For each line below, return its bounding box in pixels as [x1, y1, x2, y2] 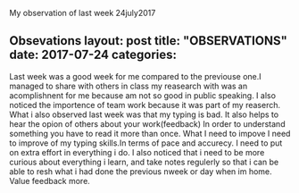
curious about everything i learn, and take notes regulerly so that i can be [9, 156, 279, 167]
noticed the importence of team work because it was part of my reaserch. [9, 99, 281, 110]
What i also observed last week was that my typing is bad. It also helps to [9, 109, 279, 120]
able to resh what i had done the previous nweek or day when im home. [9, 165, 272, 177]
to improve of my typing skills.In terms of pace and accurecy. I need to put [9, 138, 283, 148]
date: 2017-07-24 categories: [9, 47, 177, 63]
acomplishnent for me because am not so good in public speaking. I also [9, 89, 277, 101]
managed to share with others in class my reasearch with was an [9, 80, 248, 91]
